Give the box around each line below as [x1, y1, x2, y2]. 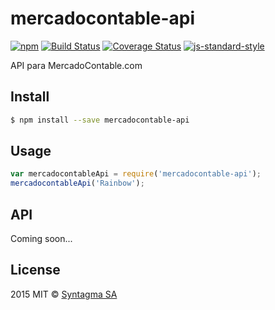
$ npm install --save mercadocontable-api [10, 115, 190, 125]
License [10, 262, 61, 279]
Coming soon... [10, 233, 73, 244]
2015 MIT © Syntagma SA [10, 288, 118, 300]
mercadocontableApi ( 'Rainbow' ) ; [10, 178, 145, 189]
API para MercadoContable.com [10, 59, 143, 71]
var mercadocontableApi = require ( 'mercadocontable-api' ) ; [10, 169, 262, 179]
